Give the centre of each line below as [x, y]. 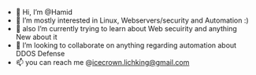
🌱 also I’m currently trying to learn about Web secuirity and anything [126, 29]
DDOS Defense [40, 54]
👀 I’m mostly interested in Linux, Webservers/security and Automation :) [132, 20]
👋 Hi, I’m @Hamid [44, 12]
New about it [36, 37]
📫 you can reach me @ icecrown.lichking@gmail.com [102, 62]
